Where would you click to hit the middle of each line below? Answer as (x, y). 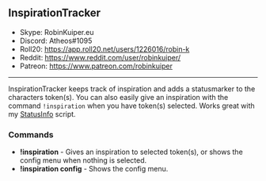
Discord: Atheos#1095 (56, 40)
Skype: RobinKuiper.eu (57, 32)
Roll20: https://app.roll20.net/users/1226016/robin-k (104, 49)
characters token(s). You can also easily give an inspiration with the (118, 97)
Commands (31, 134)
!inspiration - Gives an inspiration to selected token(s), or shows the (131, 152)
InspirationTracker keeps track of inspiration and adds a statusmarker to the (132, 89)
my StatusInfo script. (42, 114)
